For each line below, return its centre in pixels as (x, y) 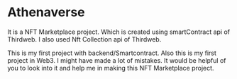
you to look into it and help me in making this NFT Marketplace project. (111, 68)
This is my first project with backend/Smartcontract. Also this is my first (112, 53)
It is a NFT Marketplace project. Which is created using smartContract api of (119, 32)
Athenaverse (46, 12)
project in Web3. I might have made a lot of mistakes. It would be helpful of (117, 60)
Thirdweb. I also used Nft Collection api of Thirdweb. (84, 39)
